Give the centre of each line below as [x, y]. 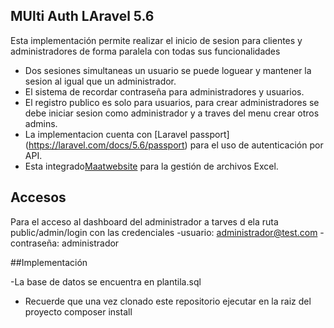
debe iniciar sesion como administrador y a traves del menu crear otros [172, 113]
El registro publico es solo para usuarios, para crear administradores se [172, 102]
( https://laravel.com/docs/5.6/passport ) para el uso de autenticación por [174, 145]
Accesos [38, 197]
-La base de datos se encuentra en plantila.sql [106, 281]
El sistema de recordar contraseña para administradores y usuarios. [164, 91]
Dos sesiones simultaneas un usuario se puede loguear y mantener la [168, 70]
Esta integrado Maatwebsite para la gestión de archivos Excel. [151, 166]
